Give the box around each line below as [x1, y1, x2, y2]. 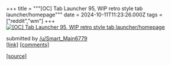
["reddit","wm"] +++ [6, 18, 55, 24]
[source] [6, 53, 27, 59]
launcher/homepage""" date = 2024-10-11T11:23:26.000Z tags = [6, 11, 163, 18]
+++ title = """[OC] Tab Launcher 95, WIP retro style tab [6, 5, 143, 12]
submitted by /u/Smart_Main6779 [6, 35, 88, 42]
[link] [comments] [6, 41, 50, 48]
